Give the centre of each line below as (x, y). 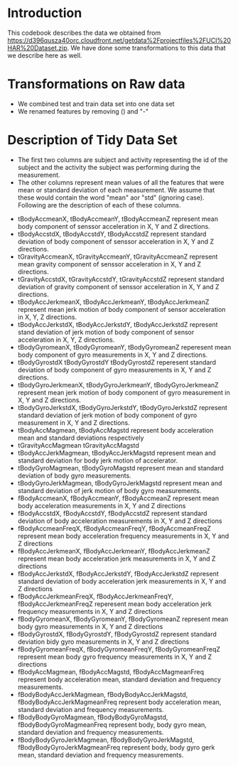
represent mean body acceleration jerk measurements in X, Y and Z (117, 559)
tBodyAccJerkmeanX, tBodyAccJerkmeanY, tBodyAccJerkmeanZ (113, 302)
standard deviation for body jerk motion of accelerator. (98, 460)
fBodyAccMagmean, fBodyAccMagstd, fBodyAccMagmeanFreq (111, 671)
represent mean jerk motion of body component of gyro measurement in (124, 392)
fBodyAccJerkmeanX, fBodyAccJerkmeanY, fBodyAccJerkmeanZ (114, 551)
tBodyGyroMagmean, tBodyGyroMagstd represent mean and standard (120, 468)
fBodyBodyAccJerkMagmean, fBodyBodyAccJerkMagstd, (103, 694)
